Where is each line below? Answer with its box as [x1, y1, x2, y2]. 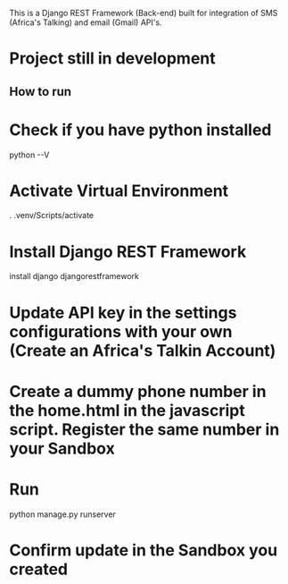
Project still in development [9, 48, 216, 69]
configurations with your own [9, 321, 233, 342]
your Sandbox [9, 438, 116, 459]
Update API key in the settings [9, 302, 237, 323]
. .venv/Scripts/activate [9, 210, 95, 221]
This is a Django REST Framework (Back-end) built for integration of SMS [9, 8, 278, 18]
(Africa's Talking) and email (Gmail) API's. [9, 17, 162, 28]
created [9, 559, 69, 580]
